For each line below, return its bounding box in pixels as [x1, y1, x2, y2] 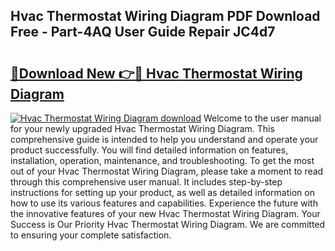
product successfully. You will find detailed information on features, [10, 144, 289, 156]
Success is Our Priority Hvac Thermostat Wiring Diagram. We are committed [10, 219, 326, 230]
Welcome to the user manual [203, 112, 322, 124]
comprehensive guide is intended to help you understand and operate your [10, 134, 319, 145]
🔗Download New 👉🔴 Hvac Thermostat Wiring [10, 65, 303, 82]
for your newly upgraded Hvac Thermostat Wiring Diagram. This [10, 123, 275, 134]
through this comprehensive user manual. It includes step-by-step [10, 176, 283, 188]
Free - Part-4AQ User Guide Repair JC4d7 [10, 24, 276, 41]
